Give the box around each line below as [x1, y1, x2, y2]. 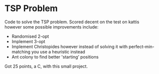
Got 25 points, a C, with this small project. [4, 63, 88, 69]
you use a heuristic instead [31, 49, 85, 55]
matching [11, 49, 31, 55]
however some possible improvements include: [4, 24, 99, 30]
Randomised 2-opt [11, 33, 49, 39]
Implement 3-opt [11, 38, 46, 44]
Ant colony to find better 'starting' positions [11, 54, 99, 59]
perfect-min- [128, 44, 155, 49]
